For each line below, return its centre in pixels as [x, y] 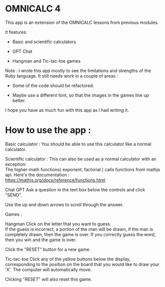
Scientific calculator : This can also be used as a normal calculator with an [81, 159]
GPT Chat [22, 51]
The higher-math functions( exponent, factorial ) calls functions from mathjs [82, 169]
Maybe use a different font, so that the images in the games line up [81, 95]
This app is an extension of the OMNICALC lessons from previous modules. [82, 22]
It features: [16, 32]
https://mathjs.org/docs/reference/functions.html [55, 180]
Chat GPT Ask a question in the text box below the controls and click [75, 190]
